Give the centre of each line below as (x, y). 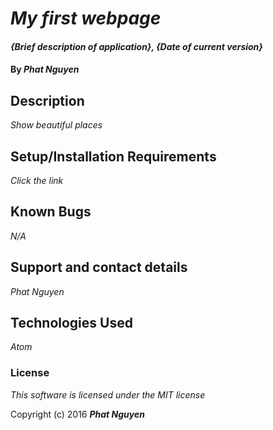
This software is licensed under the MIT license (108, 394)
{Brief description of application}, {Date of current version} (136, 46)
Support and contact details (99, 267)
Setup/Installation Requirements (113, 156)
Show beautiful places (56, 125)
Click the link (37, 180)
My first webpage (86, 18)
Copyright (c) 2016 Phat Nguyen (77, 414)
